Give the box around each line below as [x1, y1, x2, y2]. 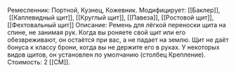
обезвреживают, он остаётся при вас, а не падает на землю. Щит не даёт [7, 36, 229, 44]
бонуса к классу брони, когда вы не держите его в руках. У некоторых [7, 43, 220, 51]
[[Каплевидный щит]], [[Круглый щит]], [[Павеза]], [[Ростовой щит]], [8, 13, 214, 22]
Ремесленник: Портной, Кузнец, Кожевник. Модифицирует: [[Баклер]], [7, 6, 221, 14]
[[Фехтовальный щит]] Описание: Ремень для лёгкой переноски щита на [7, 21, 226, 29]
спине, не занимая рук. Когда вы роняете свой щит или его [7, 28, 186, 36]
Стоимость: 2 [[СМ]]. [7, 58, 70, 66]
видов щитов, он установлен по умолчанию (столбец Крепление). [7, 50, 206, 59]
